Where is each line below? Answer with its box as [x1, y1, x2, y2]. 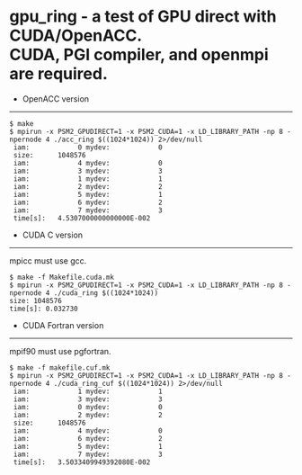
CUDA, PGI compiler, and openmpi [9, 45, 270, 65]
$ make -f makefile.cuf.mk [9, 363, 111, 372]
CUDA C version [22, 229, 84, 240]
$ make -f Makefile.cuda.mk [9, 273, 115, 282]
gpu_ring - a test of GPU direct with [9, 6, 277, 27]
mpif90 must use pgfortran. [9, 345, 111, 356]
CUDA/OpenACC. [9, 25, 143, 46]
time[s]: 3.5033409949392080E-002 [13, 457, 151, 467]
